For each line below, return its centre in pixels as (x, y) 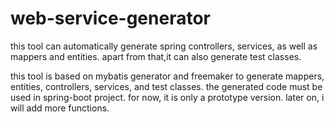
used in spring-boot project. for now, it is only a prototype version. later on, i (167, 97)
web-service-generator (110, 18)
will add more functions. (60, 108)
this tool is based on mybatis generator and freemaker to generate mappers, (167, 76)
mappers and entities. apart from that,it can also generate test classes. (156, 56)
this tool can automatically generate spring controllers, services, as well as (164, 46)
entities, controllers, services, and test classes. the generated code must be (166, 86)
